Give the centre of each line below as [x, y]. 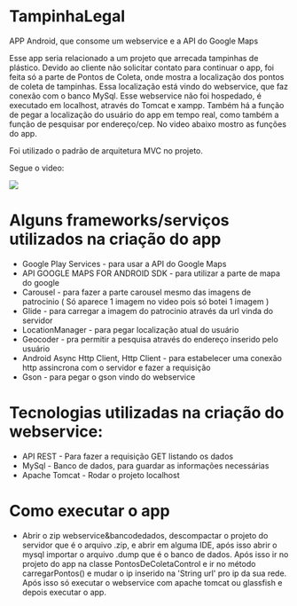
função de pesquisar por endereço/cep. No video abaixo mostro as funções [148, 124]
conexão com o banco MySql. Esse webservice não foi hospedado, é [135, 96]
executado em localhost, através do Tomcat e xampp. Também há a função [147, 105]
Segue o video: [37, 168]
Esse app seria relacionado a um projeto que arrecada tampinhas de [134, 58]
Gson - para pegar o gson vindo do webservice [109, 377]
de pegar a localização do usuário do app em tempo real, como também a [144, 114]
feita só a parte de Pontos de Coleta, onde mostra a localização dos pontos [147, 76]
